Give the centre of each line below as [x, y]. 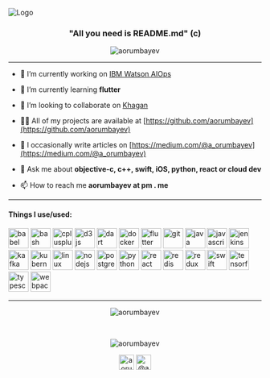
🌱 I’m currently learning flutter [70, 89]
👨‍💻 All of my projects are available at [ [83, 121]
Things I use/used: [40, 214]
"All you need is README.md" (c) [135, 33]
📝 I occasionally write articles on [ [76, 145]
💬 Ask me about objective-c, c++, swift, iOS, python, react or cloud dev [141, 169]
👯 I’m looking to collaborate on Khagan [84, 106]
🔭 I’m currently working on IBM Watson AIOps [95, 74]
